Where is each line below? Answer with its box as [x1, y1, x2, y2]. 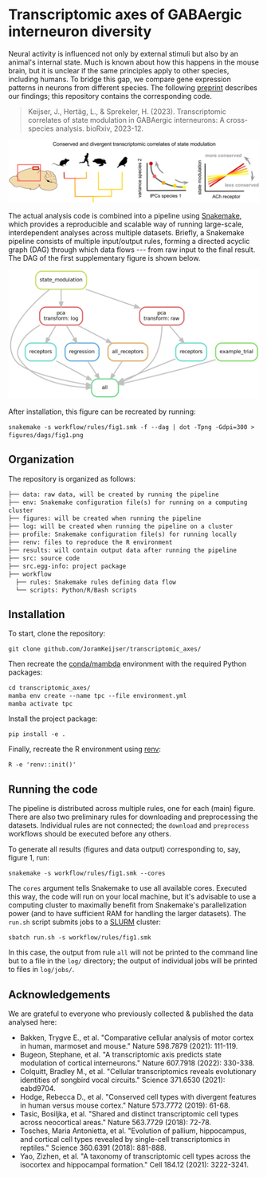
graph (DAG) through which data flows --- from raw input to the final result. [8, 245, 256, 254]
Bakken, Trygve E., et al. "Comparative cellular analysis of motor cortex [19, 1033, 254, 1042]
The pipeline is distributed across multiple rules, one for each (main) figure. [8, 804, 256, 813]
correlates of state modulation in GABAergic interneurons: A [27, 115, 225, 124]
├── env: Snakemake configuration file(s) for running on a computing [8, 498, 248, 506]
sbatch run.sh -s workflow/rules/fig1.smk [8, 934, 151, 942]
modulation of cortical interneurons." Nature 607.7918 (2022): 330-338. [19, 1058, 255, 1068]
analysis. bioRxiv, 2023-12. [55, 124, 144, 133]
